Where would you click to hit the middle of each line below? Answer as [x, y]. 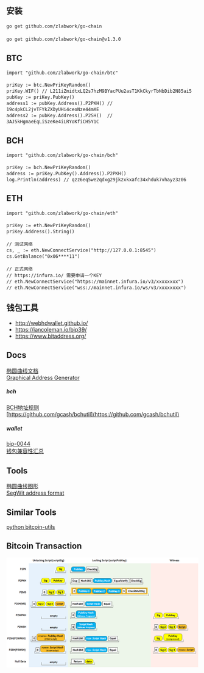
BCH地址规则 [23, 407]
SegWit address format [35, 493]
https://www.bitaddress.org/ [51, 336]
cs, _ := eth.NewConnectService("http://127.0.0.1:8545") [81, 250]
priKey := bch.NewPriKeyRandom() [49, 168]
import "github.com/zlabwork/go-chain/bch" [62, 155]
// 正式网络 [20, 269]
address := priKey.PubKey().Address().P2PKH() [66, 174]
